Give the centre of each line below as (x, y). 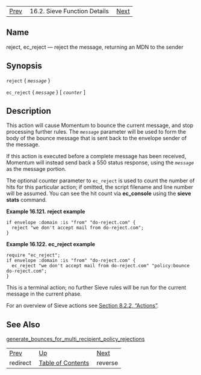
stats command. (26, 200)
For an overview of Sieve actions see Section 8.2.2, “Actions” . (82, 306)
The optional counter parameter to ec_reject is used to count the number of (100, 181)
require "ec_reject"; (33, 255)
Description (29, 111)
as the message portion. (36, 169)
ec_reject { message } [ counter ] (46, 92)
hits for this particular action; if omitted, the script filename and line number (100, 187)
